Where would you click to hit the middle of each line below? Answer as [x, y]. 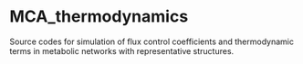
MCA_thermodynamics [99, 17]
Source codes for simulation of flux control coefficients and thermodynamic [152, 41]
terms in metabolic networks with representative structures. [122, 50]
